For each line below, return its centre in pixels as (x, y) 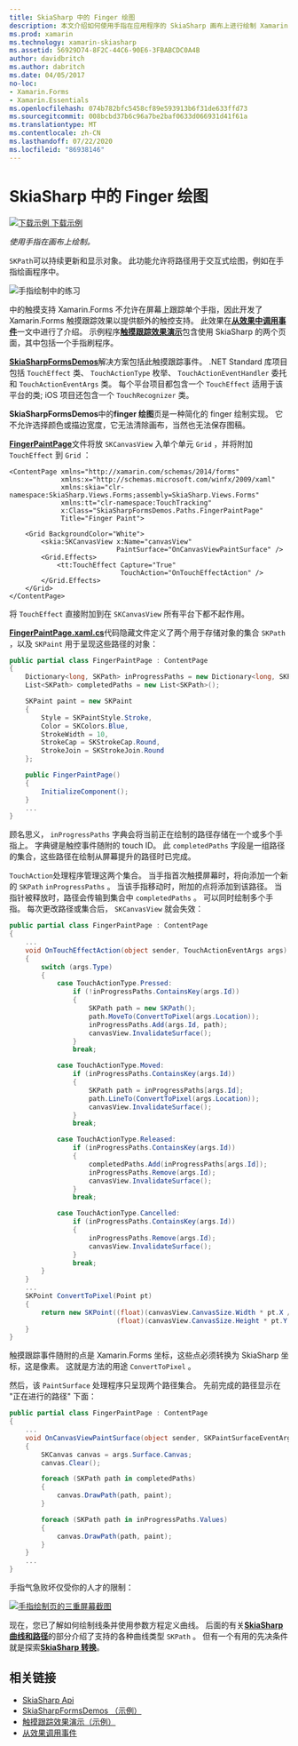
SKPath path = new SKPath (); (142, 1009)
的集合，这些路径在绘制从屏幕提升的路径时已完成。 (102, 857)
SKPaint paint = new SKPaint (79, 702)
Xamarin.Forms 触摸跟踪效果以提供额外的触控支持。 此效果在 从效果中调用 (144, 320)
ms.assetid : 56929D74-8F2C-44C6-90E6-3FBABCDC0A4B (105, 51)
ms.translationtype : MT (53, 125)
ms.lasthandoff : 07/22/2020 (61, 141)
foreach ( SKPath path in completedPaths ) (119, 1479)
